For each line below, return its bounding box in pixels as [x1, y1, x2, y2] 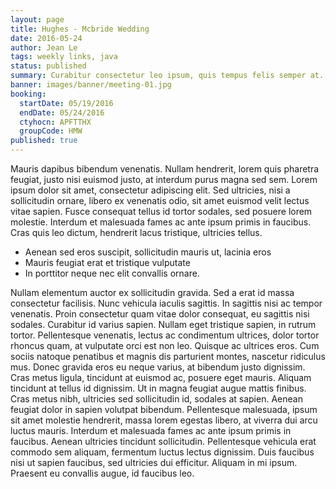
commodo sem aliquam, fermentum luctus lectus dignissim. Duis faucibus [10, 446, 315, 458]
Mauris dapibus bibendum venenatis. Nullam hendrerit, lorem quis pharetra [10, 163, 320, 175]
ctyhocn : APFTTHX [19, 117, 92, 127]
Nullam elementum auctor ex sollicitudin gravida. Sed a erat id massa [10, 287, 295, 298]
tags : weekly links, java [10, 52, 118, 62]
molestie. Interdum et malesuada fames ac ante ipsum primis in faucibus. [10, 216, 312, 228]
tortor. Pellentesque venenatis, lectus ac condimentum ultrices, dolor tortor [10, 329, 320, 341]
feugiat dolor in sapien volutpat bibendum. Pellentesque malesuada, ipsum [10, 404, 318, 415]
